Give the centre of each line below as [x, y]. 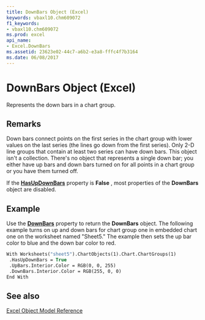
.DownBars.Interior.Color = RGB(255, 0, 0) [65, 271]
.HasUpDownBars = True [38, 260]
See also [23, 296]
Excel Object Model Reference [45, 311]
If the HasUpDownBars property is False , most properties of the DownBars [102, 183]
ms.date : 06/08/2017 [33, 58]
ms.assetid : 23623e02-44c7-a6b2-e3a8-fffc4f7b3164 [72, 52]
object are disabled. [31, 190]
